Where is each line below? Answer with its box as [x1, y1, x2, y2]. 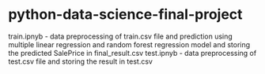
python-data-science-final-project [8, 6, 243, 24]
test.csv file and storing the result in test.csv [8, 57, 153, 66]
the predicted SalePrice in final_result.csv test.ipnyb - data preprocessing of [8, 48, 257, 57]
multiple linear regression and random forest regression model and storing [8, 39, 251, 49]
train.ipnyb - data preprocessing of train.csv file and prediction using [8, 31, 233, 41]
